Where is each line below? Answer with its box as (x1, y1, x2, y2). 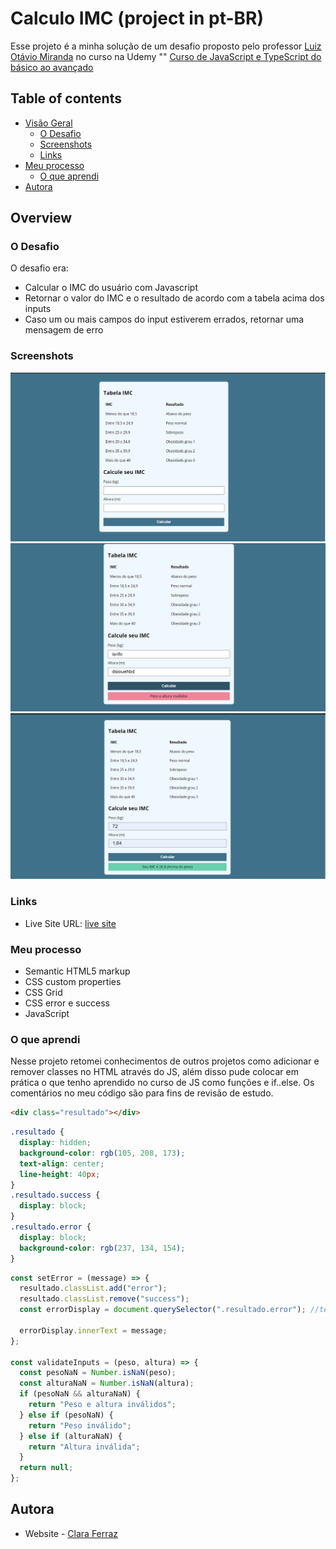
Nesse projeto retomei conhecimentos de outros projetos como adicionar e (10, 1055, 320, 1067)
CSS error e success (24, 997, 110, 1009)
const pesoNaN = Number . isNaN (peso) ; (19, 1368, 177, 1378)
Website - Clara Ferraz (24, 1527, 119, 1539)
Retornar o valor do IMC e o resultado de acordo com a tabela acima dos (24, 292, 325, 304)
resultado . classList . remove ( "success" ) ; (19, 1294, 190, 1304)
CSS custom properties (24, 976, 122, 988)
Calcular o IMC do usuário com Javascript (24, 282, 198, 294)
